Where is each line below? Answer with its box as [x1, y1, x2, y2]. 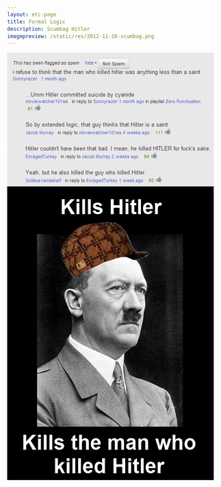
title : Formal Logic [7, 18, 66, 25]
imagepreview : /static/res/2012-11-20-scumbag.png [7, 33, 155, 40]
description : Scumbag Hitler [7, 25, 90, 32]
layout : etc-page [7, 11, 57, 18]
